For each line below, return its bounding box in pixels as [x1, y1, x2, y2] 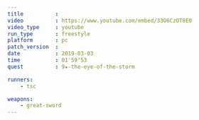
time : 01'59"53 [7, 57, 87, 64]
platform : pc [7, 37, 69, 44]
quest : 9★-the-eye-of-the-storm [7, 63, 135, 70]
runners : [7, 76, 33, 83]
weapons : [7, 95, 33, 103]
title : [7, 10, 59, 18]
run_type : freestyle [7, 30, 91, 38]
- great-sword [20, 102, 62, 109]
